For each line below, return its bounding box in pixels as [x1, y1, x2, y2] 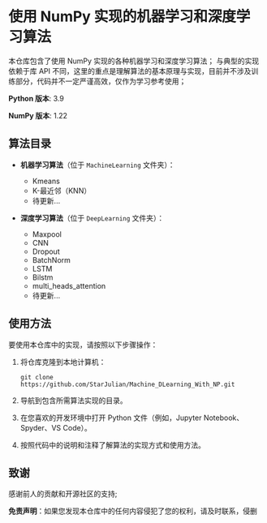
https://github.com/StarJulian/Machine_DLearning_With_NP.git [19, 380, 235, 388]
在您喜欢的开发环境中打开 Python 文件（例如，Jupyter [19, 413, 202, 422]
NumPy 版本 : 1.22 [8, 110, 67, 120]
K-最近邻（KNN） [32, 186, 92, 195]
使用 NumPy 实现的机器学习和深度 [8, 7, 237, 26]
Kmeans [32, 176, 61, 186]
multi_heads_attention [32, 281, 106, 290]
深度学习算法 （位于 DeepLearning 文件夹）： [19, 212, 165, 223]
